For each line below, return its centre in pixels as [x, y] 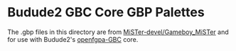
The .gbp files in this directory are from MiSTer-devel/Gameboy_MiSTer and [118, 32]
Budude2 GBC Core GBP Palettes [106, 12]
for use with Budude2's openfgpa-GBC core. [73, 39]
